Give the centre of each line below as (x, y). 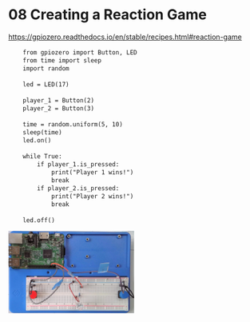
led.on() (37, 140)
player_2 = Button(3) (58, 108)
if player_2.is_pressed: (78, 188)
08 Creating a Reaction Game (108, 15)
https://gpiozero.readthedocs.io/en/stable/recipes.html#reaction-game (125, 37)
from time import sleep (62, 60)
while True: (42, 156)
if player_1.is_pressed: (78, 164)
